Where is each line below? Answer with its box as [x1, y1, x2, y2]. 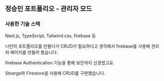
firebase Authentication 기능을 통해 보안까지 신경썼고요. [5, 59, 115, 65]
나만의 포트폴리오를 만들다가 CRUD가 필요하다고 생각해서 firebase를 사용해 [5, 43, 150, 49]
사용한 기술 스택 [5, 21, 41, 27]
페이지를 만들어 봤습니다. [10, 49, 58, 55]
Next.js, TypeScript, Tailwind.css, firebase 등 [5, 32, 96, 38]
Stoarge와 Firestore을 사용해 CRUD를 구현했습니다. [5, 70, 105, 76]
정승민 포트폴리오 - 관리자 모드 [5, 4, 92, 13]
